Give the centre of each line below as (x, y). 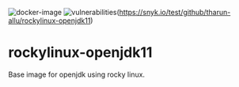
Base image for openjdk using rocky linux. (76, 74)
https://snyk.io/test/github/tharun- (175, 12)
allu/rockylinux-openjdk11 (49, 21)
